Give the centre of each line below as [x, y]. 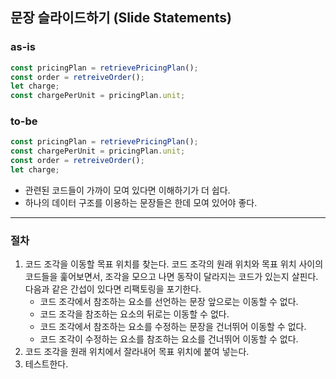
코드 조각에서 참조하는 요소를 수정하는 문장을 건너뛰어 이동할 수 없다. [173, 327]
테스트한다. [46, 364]
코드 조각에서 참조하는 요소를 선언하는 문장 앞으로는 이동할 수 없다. [169, 302]
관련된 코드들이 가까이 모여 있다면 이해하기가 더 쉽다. [127, 190]
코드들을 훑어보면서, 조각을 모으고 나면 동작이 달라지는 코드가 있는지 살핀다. [171, 277]
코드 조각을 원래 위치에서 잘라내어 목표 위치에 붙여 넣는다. [137, 352]
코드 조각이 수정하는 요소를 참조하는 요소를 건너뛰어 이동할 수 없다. [169, 339]
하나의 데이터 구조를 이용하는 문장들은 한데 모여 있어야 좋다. [141, 202]
